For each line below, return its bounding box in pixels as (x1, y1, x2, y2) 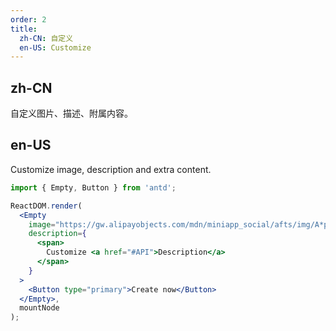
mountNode (19, 303, 60, 313)
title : (10, 24, 38, 34)
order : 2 (10, 14, 47, 25)
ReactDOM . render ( (10, 201, 83, 211)
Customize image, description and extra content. (10, 163, 212, 175)
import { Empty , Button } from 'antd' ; (10, 182, 177, 193)
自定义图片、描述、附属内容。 (10, 107, 133, 120)
